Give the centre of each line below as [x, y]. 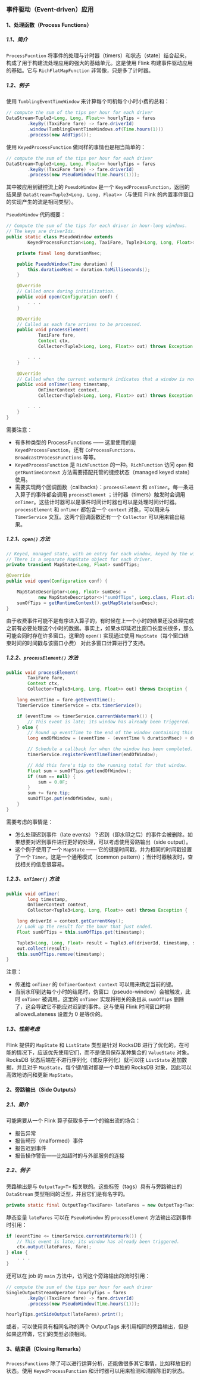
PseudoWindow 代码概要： [36, 215]
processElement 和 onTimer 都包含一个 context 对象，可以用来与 [92, 509]
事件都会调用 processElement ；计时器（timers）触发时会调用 [110, 494]
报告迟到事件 [30, 1148]
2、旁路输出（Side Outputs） [43, 1089]
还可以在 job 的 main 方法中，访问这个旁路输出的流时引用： [78, 1276]
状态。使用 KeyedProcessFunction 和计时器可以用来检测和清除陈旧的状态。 [97, 1370]
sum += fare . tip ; [49, 793]
